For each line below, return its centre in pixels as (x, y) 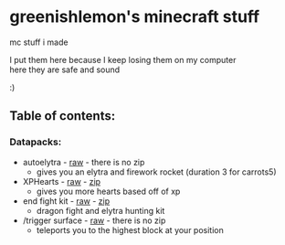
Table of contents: (63, 116)
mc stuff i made (39, 42)
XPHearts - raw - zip (62, 181)
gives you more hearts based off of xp (108, 191)
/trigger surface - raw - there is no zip (94, 220)
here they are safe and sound (65, 69)
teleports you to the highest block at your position (130, 229)
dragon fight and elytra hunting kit (100, 210)
